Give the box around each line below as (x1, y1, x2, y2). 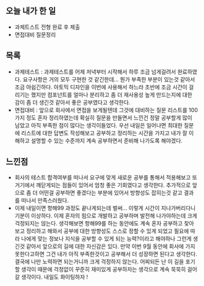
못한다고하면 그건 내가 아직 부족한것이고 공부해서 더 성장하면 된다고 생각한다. (14, 250, 198, 258)
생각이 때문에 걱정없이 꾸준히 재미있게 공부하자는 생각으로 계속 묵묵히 (21, 266, 186, 273)
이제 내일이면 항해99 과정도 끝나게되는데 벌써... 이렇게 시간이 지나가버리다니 (14, 205, 196, 212)
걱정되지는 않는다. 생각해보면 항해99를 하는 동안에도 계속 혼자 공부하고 (14, 220, 183, 227)
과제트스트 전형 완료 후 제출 (14, 23, 81, 31)
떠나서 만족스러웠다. (21, 197, 69, 204)
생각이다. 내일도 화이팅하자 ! (21, 273, 89, 280)
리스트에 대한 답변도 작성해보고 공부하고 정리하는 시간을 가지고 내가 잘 (21, 129, 188, 137)
